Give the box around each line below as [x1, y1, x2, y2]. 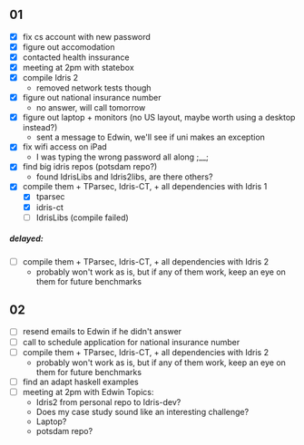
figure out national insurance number [22, 92, 162, 103]
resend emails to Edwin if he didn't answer [22, 326, 182, 337]
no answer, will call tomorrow [35, 102, 146, 113]
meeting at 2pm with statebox [22, 63, 134, 73]
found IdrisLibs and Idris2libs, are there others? [35, 171, 213, 182]
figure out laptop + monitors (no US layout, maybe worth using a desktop [22, 112, 296, 123]
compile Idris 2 [22, 73, 79, 83]
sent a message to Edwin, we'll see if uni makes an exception [35, 131, 266, 143]
